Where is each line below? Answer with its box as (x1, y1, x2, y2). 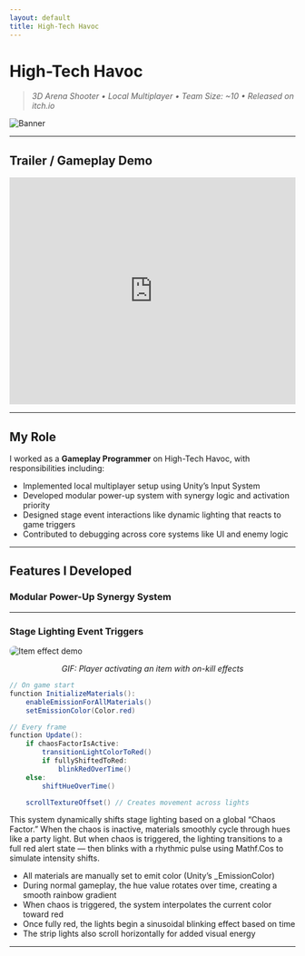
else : (25, 773, 47, 782)
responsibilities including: (9, 463, 104, 474)
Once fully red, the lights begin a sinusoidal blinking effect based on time (22, 919, 296, 930)
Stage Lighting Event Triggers (9, 625, 143, 637)
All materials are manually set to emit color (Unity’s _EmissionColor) (22, 871, 275, 882)
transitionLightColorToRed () (42, 748, 152, 757)
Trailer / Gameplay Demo (9, 153, 152, 168)
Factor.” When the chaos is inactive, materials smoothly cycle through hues (9, 823, 290, 835)
